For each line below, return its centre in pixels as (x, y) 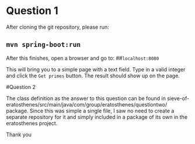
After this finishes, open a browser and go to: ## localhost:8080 (83, 58)
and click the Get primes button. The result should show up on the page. (93, 76)
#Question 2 (21, 87)
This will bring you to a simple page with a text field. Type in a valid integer (96, 69)
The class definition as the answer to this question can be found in (86, 98)
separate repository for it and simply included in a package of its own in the (97, 117)
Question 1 (32, 11)
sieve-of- (178, 98)
